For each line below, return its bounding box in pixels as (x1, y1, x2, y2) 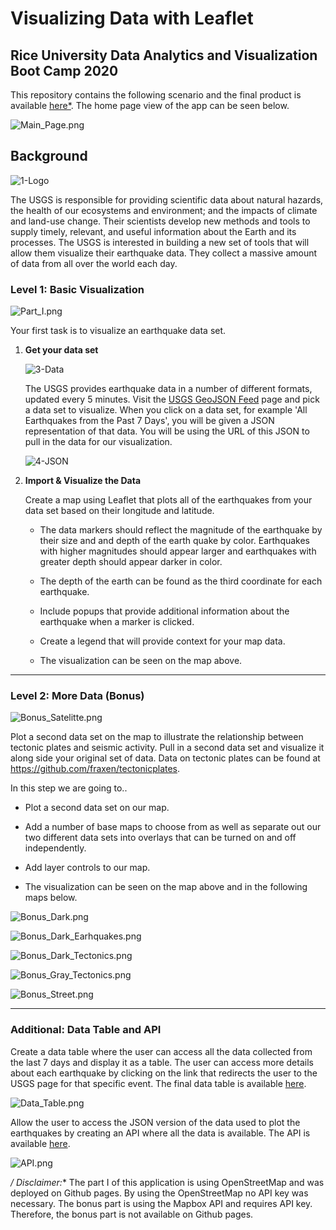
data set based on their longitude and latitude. (24, 505, 215, 517)
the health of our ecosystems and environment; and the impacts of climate (10, 204, 318, 216)
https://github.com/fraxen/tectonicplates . (10, 763, 181, 775)
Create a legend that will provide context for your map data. (39, 635, 286, 647)
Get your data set (24, 344, 99, 356)
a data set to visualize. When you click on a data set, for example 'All (24, 404, 308, 416)
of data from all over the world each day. (10, 257, 178, 269)
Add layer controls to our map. (24, 862, 151, 874)
